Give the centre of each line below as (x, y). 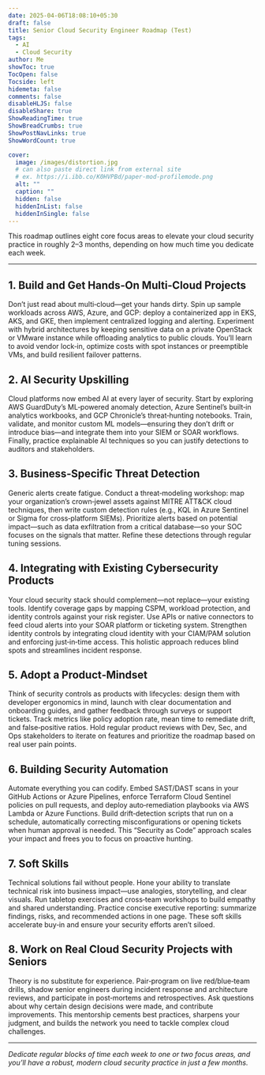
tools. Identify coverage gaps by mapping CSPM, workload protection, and (129, 608)
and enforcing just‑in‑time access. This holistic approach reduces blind (123, 642)
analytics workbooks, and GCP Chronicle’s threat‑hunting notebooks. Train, (130, 415)
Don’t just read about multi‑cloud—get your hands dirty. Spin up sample (125, 305)
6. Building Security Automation (88, 769)
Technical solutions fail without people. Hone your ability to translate (119, 883)
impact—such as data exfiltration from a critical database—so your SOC (125, 526)
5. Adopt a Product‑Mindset (78, 675)
